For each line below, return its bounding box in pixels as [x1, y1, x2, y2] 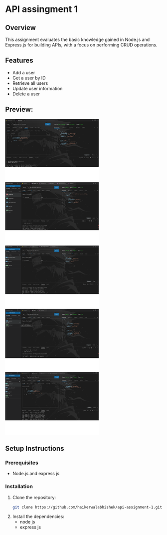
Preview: [5, 105, 33, 114]
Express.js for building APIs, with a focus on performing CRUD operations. [5, 42, 158, 48]
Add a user [12, 69, 35, 75]
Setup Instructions [5, 444, 64, 453]
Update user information [12, 85, 63, 91]
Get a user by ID [12, 75, 46, 81]
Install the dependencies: [12, 514, 65, 520]
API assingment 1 [5, 3, 78, 15]
